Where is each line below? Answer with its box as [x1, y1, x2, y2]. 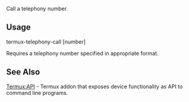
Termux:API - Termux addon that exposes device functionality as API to [6, 83, 183, 90]
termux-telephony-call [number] [6, 38, 86, 45]
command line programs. [6, 89, 68, 96]
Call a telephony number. [6, 5, 68, 12]
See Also [6, 67, 40, 77]
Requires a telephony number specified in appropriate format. [6, 50, 159, 57]
